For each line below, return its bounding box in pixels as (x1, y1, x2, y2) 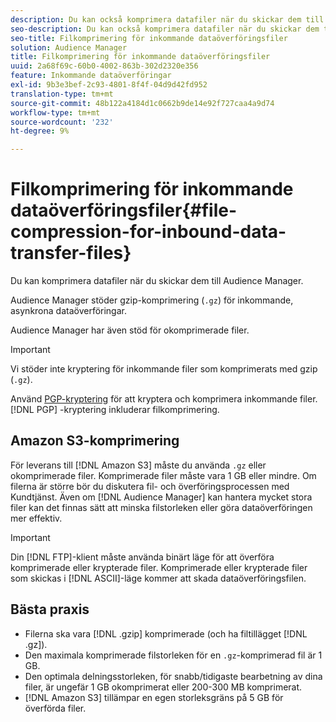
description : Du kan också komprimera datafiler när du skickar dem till (10, 14, 325, 25)
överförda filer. (24, 702, 87, 714)
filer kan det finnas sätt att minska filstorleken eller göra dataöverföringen (10, 501, 313, 513)
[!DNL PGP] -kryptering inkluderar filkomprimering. (10, 404, 220, 416)
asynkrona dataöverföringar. (10, 305, 127, 317)
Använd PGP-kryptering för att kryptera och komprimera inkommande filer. (10, 393, 318, 405)
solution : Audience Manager (10, 42, 128, 53)
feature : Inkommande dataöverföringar (10, 71, 172, 81)
